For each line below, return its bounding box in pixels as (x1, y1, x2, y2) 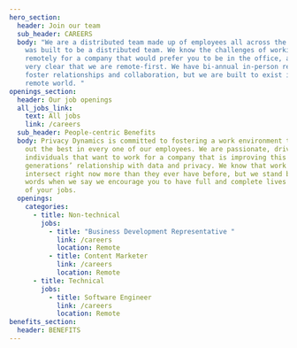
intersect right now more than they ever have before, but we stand (25, 169, 283, 178)
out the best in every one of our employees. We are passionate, (25, 144, 271, 153)
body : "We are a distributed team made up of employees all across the (17, 37, 287, 47)
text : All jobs (25, 112, 81, 120)
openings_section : (9, 87, 77, 96)
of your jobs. (25, 186, 77, 195)
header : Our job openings (17, 95, 113, 104)
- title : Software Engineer (48, 293, 152, 302)
